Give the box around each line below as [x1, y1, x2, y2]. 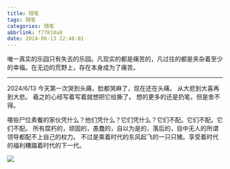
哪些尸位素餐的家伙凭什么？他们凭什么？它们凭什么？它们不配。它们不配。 [7, 116, 217, 124]
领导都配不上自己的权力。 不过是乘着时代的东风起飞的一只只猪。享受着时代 [7, 133, 219, 141]
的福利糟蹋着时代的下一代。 [7, 141, 86, 150]
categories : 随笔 [7, 22, 55, 29]
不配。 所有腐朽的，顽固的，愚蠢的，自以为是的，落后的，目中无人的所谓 [12, 124, 219, 133]
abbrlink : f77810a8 [7, 29, 63, 36]
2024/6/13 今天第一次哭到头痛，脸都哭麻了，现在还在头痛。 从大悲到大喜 [7, 84, 214, 93]
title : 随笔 [7, 10, 39, 17]
